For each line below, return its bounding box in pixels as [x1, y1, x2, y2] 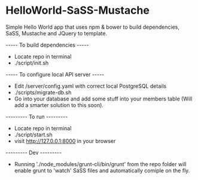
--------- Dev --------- [5, 149, 62, 156]
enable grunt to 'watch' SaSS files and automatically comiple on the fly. [14, 167, 190, 174]
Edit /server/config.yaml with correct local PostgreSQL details [14, 82, 167, 90]
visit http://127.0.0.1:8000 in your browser [14, 137, 116, 144]
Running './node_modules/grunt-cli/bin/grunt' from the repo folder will [14, 160, 187, 167]
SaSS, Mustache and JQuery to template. [5, 29, 108, 36]
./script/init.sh [14, 59, 49, 66]
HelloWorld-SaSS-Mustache [5, 4, 150, 17]
